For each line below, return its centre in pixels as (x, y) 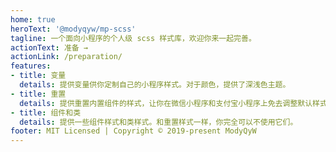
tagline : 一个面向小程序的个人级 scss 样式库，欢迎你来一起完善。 (133, 38)
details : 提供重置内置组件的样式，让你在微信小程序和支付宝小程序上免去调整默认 (166, 103)
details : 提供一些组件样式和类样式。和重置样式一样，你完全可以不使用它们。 (158, 122)
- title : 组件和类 (46, 112)
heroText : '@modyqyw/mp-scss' (73, 29)
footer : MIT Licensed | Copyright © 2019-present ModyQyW (133, 131)
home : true (33, 19)
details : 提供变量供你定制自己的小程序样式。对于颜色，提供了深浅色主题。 (155, 85)
